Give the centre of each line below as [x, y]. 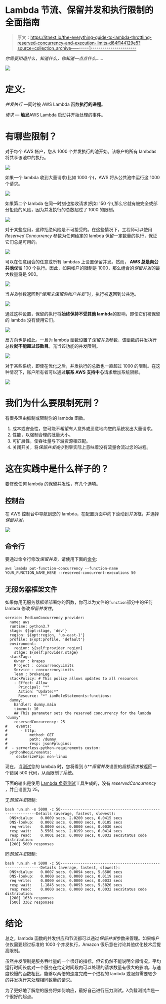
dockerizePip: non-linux [42, 757]
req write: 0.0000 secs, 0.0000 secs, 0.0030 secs [66, 827]
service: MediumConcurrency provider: [45, 618]
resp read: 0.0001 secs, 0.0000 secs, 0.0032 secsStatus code [78, 836]
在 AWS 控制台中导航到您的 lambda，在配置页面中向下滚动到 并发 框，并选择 [82, 513]
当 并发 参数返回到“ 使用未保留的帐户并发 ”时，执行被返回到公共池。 [72, 294]
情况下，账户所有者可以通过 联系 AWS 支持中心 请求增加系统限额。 [76, 372]
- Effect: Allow [31, 683]
